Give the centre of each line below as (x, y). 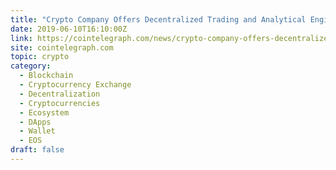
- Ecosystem (44, 112)
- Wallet (37, 131)
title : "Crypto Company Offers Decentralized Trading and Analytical (158, 19)
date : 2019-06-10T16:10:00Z (69, 29)
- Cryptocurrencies (60, 103)
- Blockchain (46, 76)
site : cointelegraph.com (62, 47)
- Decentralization (60, 94)
